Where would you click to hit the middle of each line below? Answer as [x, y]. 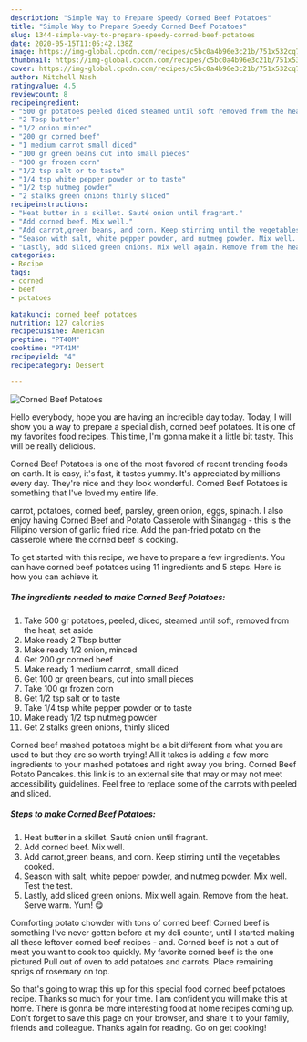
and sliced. [31, 793]
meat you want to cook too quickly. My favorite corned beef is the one [142, 952]
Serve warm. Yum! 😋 [63, 905]
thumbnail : [31, 60]
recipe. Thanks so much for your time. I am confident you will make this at [149, 998]
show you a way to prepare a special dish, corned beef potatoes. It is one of [153, 426]
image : [23, 52]
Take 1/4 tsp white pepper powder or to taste [107, 707]
